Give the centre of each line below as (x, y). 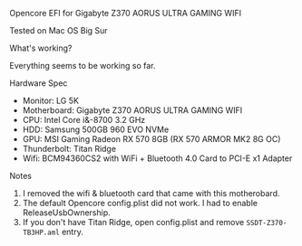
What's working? (41, 48)
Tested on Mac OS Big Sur (58, 30)
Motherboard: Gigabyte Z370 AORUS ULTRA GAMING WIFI (132, 110)
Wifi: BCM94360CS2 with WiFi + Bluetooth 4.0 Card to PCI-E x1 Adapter (157, 158)
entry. (73, 232)
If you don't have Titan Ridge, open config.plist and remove (133, 222)
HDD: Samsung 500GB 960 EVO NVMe (96, 129)
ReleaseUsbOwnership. (66, 213)
